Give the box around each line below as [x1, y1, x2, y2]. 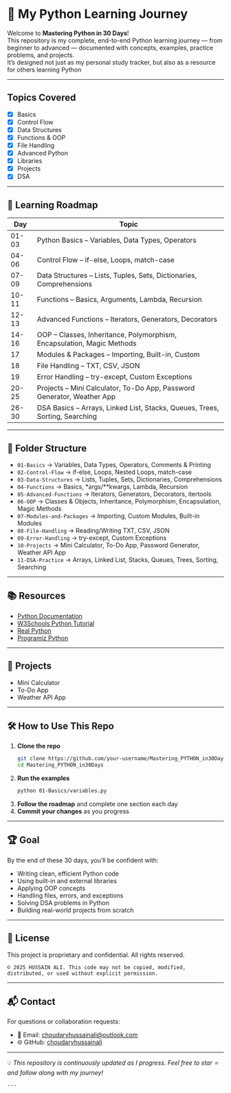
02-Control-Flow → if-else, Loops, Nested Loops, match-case [16, 468, 192, 476]
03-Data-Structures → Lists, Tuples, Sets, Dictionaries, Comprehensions [16, 475, 222, 484]
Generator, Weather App [36, 392, 115, 402]
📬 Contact [7, 996, 56, 1008]
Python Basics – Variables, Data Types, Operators [36, 235, 197, 245]
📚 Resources [7, 590, 66, 602]
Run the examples [16, 774, 70, 783]
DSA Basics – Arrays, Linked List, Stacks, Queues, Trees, [36, 403, 219, 413]
